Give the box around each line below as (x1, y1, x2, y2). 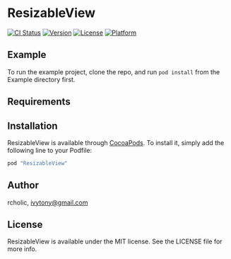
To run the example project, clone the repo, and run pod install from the (7, 67, 220, 76)
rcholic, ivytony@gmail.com (7, 198, 88, 207)
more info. (7, 245, 37, 253)
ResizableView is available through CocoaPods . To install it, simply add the (7, 138, 225, 146)
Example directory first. (7, 75, 76, 84)
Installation (7, 120, 58, 132)
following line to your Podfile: (7, 146, 93, 154)
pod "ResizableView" (7, 159, 69, 167)
